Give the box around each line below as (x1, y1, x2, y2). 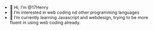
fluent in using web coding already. (9, 20, 81, 25)
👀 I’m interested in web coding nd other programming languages (9, 10, 140, 15)
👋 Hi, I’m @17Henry (9, 5, 49, 10)
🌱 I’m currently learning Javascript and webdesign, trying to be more (9, 15, 148, 20)
